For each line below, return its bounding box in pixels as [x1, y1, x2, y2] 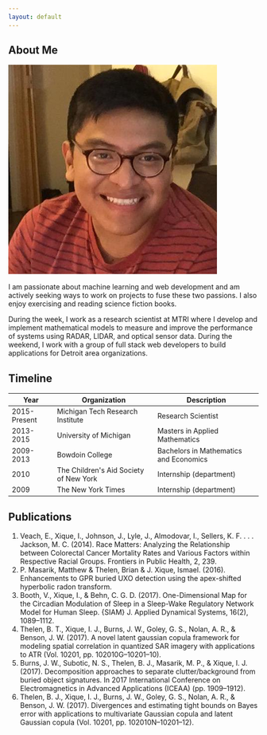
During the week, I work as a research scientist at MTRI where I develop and [8, 315, 258, 324]
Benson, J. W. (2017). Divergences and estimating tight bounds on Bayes [19, 701, 258, 710]
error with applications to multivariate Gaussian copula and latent [19, 709, 233, 719]
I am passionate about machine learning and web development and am [8, 282, 240, 292]
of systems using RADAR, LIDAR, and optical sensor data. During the [8, 332, 233, 341]
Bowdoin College [56, 450, 113, 459]
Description [186, 395, 226, 404]
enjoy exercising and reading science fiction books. [8, 299, 177, 309]
